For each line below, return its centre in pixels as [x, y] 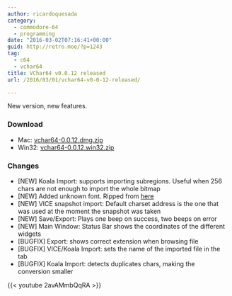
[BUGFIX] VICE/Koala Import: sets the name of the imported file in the [119, 249]
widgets [29, 234]
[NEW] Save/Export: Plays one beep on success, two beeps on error [117, 218]
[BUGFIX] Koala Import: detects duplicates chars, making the [106, 263]
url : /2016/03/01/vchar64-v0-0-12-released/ [74, 80]
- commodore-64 [36, 27]
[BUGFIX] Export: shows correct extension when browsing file [108, 241]
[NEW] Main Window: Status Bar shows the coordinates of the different [121, 226]
